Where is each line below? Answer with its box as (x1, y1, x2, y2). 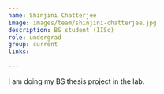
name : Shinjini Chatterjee (8, 11, 97, 20)
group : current (8, 41, 58, 49)
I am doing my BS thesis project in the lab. (8, 76, 145, 86)
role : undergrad (8, 33, 61, 42)
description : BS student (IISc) (8, 26, 114, 34)
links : (8, 48, 30, 56)
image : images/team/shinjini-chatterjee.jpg (8, 19, 157, 27)
